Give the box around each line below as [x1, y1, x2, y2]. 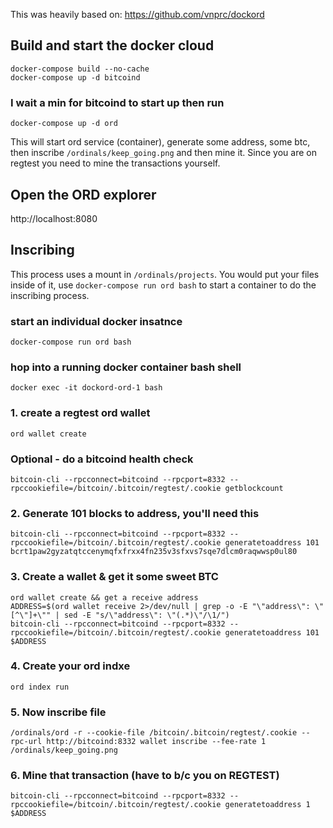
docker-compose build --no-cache [10, 64, 150, 74]
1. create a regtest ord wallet [10, 406, 151, 420]
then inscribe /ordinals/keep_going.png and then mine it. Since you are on [10, 147, 317, 159]
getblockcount [224, 483, 284, 493]
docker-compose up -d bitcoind [10, 72, 141, 83]
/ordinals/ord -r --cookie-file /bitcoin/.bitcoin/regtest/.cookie [10, 728, 298, 738]
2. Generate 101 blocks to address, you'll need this [10, 506, 260, 520]
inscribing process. [10, 289, 90, 301]
